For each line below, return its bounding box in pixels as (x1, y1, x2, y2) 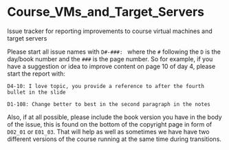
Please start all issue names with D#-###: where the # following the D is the (7, 47, 221, 56)
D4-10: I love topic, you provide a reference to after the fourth (7, 83, 205, 89)
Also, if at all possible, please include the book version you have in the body (7, 113, 222, 121)
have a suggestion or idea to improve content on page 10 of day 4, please (7, 62, 216, 70)
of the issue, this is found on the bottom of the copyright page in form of (7, 120, 212, 128)
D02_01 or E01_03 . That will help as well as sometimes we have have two (7, 127, 210, 136)
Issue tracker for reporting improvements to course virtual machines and (7, 27, 213, 35)
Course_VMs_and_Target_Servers (7, 4, 205, 20)
